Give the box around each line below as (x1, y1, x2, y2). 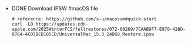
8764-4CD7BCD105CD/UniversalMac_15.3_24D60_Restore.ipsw (11, 31, 155, 37)
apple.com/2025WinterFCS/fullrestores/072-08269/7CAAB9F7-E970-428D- (11, 26, 186, 32)
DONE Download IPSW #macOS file (11, 5, 98, 12)
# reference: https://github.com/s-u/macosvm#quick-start (11, 16, 157, 22)
